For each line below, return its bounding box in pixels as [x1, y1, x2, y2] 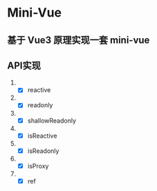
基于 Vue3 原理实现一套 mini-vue [7, 34, 150, 46]
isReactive [27, 131, 57, 140]
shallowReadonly [27, 116, 77, 125]
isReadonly [27, 147, 59, 155]
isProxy [27, 161, 49, 170]
